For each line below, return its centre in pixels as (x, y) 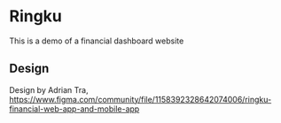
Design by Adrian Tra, (49, 89)
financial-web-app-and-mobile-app (74, 109)
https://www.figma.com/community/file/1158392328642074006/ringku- (140, 99)
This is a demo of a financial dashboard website (97, 41)
